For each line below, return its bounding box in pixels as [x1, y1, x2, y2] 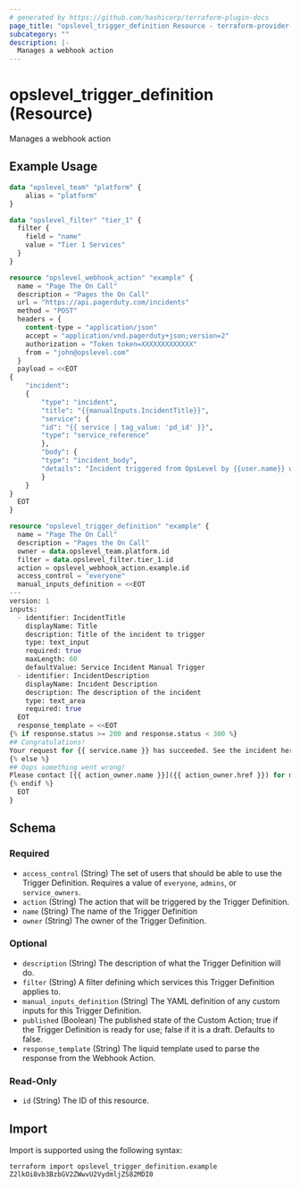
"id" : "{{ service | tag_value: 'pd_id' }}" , [41, 422, 214, 431]
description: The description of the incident [25, 688, 202, 697]
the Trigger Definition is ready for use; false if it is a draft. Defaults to [21, 1024, 275, 1034]
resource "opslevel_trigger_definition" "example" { [9, 522, 210, 531]
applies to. [21, 986, 61, 997]
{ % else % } [9, 754, 50, 764]
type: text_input [25, 638, 90, 648]
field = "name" [25, 232, 82, 241]
